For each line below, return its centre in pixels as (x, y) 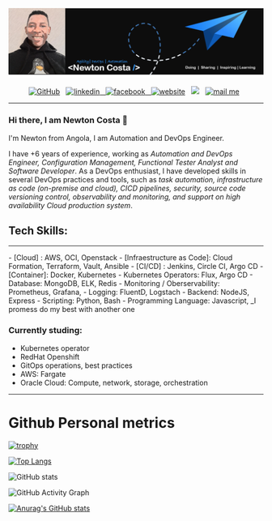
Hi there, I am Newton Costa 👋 (68, 120)
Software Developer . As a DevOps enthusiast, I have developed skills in (127, 171)
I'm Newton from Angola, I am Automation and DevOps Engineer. (117, 138)
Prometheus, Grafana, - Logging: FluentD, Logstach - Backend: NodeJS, (129, 293)
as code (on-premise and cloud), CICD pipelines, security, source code (127, 188)
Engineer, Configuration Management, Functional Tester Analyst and (123, 162)
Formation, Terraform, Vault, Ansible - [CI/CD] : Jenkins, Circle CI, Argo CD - (136, 267)
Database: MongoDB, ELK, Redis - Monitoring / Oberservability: (114, 284)
